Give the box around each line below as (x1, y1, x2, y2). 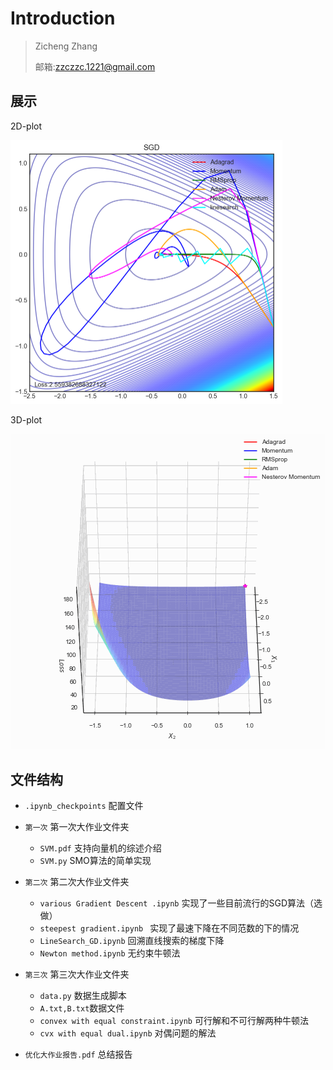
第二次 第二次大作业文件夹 (24, 876, 130, 888)
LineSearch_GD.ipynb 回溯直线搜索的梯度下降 (39, 935, 225, 947)
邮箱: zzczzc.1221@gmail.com (34, 60, 156, 72)
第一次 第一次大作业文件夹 (24, 821, 130, 833)
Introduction (10, 7, 116, 30)
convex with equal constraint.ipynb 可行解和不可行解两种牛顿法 (39, 1015, 309, 1027)
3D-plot (10, 414, 43, 426)
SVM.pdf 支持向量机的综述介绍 (39, 842, 162, 854)
